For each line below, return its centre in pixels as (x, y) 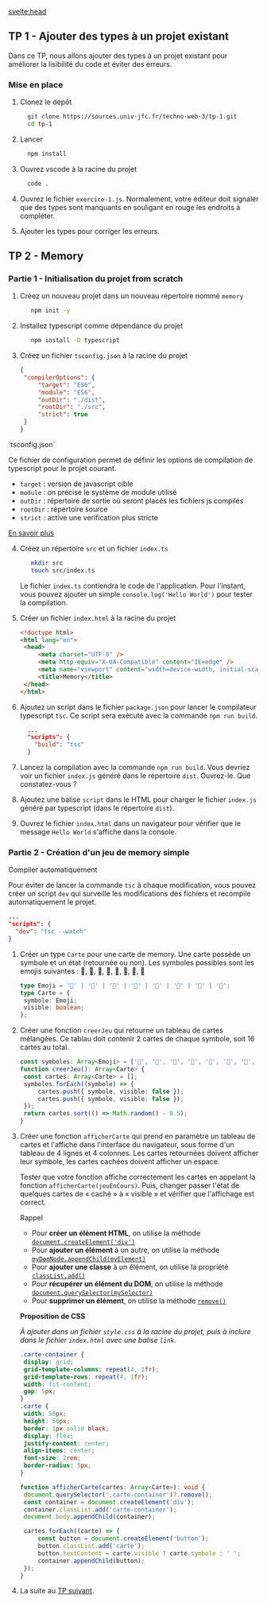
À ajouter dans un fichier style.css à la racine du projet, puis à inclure (135, 1332)
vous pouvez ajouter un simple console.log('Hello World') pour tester (136, 594)
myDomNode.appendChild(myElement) (89, 1259)
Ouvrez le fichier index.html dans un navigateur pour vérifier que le (130, 823)
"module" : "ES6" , (66, 392)
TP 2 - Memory (46, 256)
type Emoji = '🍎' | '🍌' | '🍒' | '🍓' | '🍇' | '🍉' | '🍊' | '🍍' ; (125, 986)
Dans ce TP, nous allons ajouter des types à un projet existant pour (118, 56)
